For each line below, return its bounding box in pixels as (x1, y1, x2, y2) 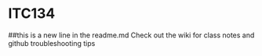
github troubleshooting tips (8, 38, 96, 47)
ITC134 (8, 5, 56, 23)
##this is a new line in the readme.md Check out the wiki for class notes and (8, 30, 255, 40)
